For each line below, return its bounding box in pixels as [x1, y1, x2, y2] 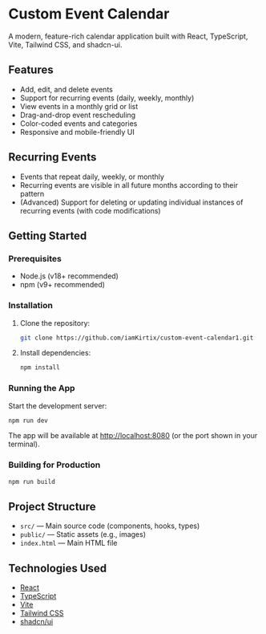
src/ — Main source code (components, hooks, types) [19, 521, 200, 530]
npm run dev [8, 417, 48, 425]
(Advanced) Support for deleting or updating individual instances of [19, 197, 244, 207]
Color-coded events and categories [19, 118, 138, 128]
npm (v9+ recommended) [19, 280, 106, 290]
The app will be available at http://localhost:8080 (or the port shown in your [8, 431, 258, 441]
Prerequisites [8, 253, 62, 264]
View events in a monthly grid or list [19, 101, 139, 111]
